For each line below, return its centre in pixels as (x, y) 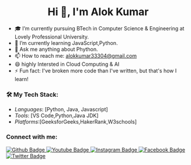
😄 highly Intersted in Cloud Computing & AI (67, 64)
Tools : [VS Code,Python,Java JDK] (56, 115)
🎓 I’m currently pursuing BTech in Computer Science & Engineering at (99, 28)
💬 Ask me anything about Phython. (56, 49)
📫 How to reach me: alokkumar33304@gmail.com (76, 55)
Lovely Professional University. (52, 37)
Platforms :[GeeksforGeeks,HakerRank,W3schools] (76, 122)
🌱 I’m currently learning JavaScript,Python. (66, 43)
